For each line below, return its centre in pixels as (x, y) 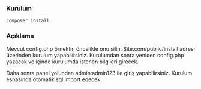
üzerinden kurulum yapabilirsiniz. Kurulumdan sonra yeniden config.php (95, 56)
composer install (28, 21)
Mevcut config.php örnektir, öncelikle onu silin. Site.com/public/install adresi (100, 49)
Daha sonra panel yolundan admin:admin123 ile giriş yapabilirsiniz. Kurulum (99, 73)
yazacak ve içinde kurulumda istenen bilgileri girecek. (73, 62)
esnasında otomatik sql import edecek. (54, 79)
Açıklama (20, 36)
